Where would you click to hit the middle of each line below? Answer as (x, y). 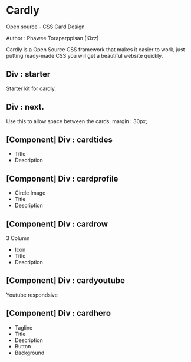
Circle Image (30, 193)
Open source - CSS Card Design (45, 27)
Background (29, 353)
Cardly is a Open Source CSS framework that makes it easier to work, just (95, 49)
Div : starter (28, 74)
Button (23, 346)
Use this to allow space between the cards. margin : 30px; (77, 121)
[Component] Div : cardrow (57, 224)
